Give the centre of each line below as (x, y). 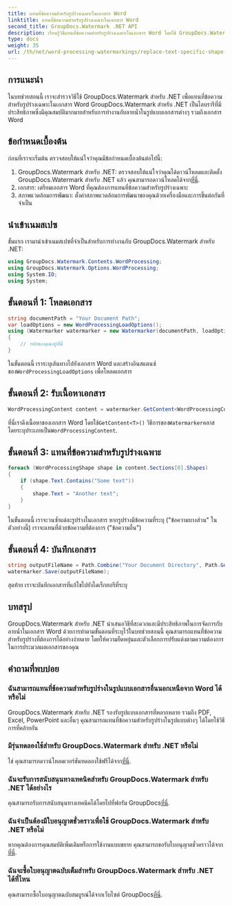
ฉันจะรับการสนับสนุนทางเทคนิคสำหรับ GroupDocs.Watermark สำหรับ (108, 779)
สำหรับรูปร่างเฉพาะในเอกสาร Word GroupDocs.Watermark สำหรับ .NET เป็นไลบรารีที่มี (115, 104)
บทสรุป (20, 607)
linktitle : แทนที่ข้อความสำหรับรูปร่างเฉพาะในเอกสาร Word (73, 20)
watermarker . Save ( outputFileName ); (59, 572)
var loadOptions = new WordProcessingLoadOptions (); (85, 325)
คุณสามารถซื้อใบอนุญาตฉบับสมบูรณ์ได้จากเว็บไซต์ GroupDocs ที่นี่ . (85, 894)
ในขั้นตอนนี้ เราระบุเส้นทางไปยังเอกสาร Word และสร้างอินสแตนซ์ (82, 363)
